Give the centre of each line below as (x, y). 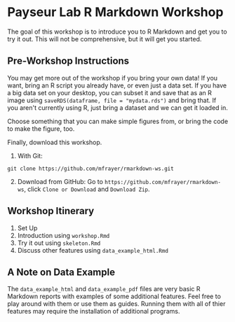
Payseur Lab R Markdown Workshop (115, 12)
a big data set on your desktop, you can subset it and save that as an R (110, 92)
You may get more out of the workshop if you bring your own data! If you (113, 78)
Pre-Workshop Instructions (68, 61)
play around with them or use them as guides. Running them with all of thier (116, 304)
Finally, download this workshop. (55, 142)
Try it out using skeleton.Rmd (59, 243)
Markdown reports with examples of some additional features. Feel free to (114, 296)
